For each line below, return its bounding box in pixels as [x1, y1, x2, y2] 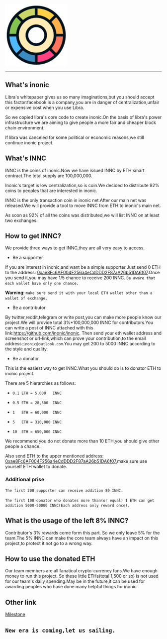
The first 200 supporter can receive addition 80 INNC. [5, 488, 123, 493]
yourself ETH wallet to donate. [5, 464, 67, 470]
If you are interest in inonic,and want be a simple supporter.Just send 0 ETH [5, 264, 161, 270]
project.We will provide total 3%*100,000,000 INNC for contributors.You [5, 319, 154, 325]
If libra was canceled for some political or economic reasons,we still [5, 134, 144, 140]
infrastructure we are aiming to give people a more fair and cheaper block [5, 119, 157, 125]
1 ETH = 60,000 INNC [12, 410, 62, 415]
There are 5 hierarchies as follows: [5, 380, 76, 386]
